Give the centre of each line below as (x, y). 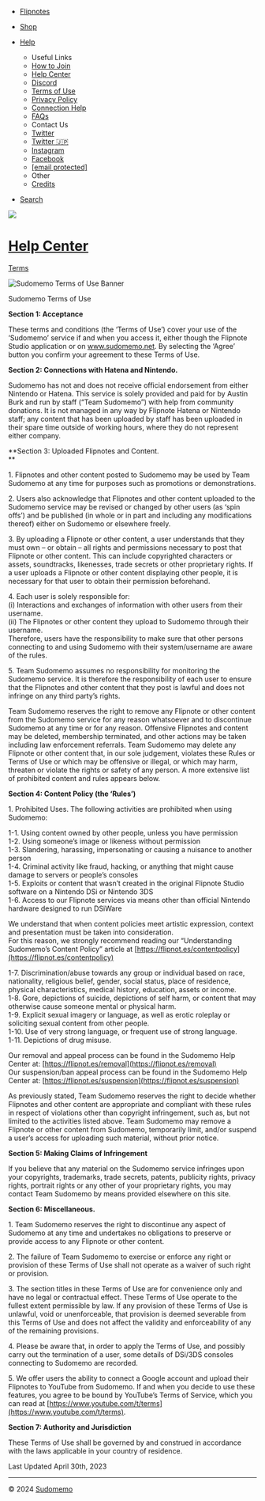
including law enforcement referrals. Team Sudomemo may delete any (122, 745)
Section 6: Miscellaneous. (52, 1209)
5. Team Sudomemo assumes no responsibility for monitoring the (114, 670)
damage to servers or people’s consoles (73, 874)
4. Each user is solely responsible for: (69, 596)
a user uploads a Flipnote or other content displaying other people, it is (123, 572)
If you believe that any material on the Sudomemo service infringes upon (126, 1168)
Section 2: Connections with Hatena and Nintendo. (93, 370)
